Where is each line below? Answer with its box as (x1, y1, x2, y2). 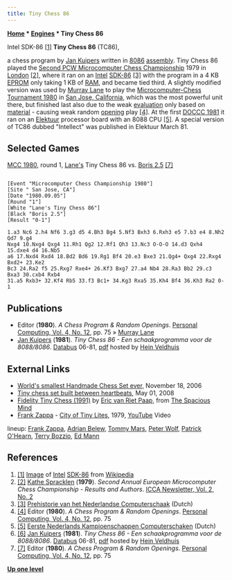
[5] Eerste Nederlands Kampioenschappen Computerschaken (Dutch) (17, 522, 216, 530)
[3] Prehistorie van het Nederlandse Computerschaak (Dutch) (17, 500, 193, 508)
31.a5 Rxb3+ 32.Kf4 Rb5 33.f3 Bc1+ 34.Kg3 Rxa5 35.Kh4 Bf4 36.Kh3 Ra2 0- (7, 278, 225, 284)
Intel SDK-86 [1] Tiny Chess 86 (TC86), (7, 42, 120, 51)
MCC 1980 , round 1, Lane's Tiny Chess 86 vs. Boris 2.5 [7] (7, 161, 173, 169)
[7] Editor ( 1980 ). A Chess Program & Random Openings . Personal (17, 544, 208, 552)
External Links (7, 363, 71, 375)
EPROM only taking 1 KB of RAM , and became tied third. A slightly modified (7, 78, 222, 87)
